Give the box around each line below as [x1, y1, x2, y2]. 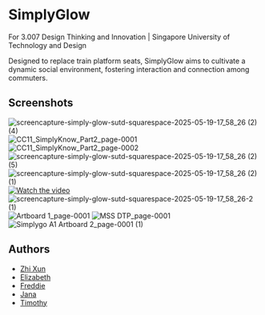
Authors [8, 242, 50, 257]
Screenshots [8, 96, 74, 110]
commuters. [8, 73, 48, 82]
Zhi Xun [19, 264, 46, 273]
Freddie [19, 281, 46, 290]
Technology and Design [8, 40, 86, 50]
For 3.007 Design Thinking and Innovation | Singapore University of [8, 32, 231, 42]
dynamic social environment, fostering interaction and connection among [8, 64, 250, 74]
